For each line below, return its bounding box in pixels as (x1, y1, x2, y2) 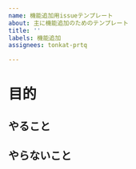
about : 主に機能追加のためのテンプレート (8, 19, 130, 27)
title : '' (8, 26, 42, 34)
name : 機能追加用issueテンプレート (8, 11, 114, 20)
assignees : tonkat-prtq (8, 41, 88, 49)
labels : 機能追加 (8, 33, 62, 42)
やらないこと (8, 149, 72, 163)
